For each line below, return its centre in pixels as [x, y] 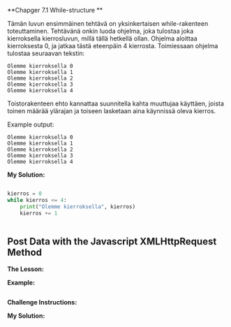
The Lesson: [25, 269]
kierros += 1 [39, 213]
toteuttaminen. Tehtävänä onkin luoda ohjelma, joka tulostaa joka [100, 31]
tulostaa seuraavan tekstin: [46, 53]
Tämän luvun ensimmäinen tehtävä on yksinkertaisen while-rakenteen [108, 23]
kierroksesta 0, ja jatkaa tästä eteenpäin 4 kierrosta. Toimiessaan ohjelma [113, 46]
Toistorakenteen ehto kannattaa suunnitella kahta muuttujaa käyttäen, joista [116, 103]
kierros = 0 [24, 194]
